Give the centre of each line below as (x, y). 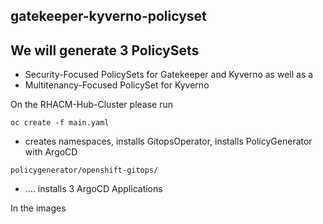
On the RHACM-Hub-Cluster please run (92, 105)
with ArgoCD (51, 152)
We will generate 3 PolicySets (105, 50)
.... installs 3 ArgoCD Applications (93, 189)
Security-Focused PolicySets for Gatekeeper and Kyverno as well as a (169, 75)
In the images (38, 208)
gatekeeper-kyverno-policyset (108, 16)
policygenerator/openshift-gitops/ (84, 170)
